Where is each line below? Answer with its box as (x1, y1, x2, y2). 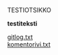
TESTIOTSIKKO (7, 6, 52, 14)
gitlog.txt (7, 33, 34, 41)
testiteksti (7, 19, 38, 27)
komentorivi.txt (7, 40, 51, 48)
